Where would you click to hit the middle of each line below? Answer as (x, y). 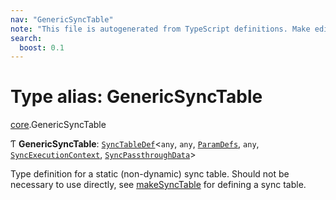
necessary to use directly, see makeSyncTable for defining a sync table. (158, 185)
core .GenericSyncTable (58, 125)
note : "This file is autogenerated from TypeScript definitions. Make (160, 29)
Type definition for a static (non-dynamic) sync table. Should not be (150, 174)
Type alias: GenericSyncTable (136, 97)
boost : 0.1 (42, 47)
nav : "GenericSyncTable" (62, 19)
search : (26, 38)
